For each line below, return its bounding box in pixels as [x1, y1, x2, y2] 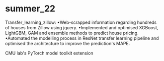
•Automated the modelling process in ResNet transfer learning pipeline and [5, 35, 159, 41]
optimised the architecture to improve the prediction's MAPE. [5, 40, 130, 46]
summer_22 [5, 3, 56, 14]
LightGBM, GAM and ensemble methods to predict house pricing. [5, 30, 139, 36]
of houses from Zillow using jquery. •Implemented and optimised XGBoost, [5, 24, 159, 30]
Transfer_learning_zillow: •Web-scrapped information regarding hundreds [5, 19, 157, 25]
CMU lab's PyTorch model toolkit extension [5, 50, 93, 56]
